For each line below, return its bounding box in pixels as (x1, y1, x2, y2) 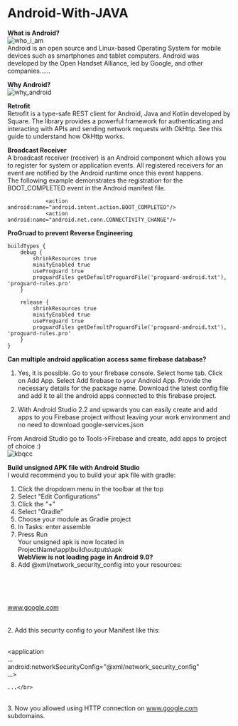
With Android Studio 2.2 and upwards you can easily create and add (17, 405, 218, 414)
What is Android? (7, 29, 60, 37)
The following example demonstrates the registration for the (7, 176, 183, 185)
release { (20, 298, 50, 306)
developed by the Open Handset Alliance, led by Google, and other (7, 58, 204, 67)
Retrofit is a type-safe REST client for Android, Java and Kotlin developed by (7, 109, 231, 118)
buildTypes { (7, 242, 46, 250)
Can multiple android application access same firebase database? (7, 354, 207, 363)
